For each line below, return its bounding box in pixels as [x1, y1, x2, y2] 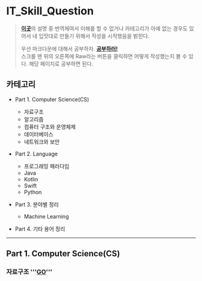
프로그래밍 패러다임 [23, 162, 70, 169]
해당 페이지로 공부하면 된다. [29, 60, 94, 67]
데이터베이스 [23, 130, 54, 137]
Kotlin [23, 175, 38, 183]
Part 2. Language [14, 150, 58, 157]
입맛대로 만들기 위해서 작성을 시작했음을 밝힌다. [38, 32, 150, 40]
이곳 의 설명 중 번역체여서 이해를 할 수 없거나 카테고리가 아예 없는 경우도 [20, 25, 188, 32]
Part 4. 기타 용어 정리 [14, 225, 66, 232]
